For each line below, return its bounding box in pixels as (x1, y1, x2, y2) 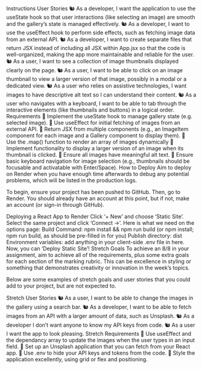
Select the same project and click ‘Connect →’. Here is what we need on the (6, 219, 195, 226)
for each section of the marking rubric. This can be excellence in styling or (6, 258, 192, 265)
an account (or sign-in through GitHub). (6, 201, 104, 208)
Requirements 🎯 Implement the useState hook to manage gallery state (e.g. (6, 113, 193, 119)
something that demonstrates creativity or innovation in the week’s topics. (6, 264, 190, 271)
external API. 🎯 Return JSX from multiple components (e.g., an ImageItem (6, 125, 189, 133)
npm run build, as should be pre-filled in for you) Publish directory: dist (6, 232, 183, 239)
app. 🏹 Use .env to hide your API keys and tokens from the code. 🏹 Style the (6, 349, 195, 356)
